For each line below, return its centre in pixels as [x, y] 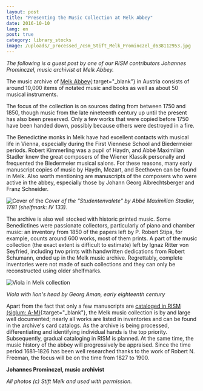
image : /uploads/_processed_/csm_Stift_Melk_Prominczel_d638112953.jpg [98, 46]
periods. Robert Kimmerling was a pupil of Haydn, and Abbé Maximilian [95, 150]
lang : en [17, 29]
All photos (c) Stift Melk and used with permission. [69, 381]
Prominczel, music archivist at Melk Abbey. [60, 69]
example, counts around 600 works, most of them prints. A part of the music [102, 238]
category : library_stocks [39, 40]
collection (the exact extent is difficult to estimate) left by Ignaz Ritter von [98, 244]
